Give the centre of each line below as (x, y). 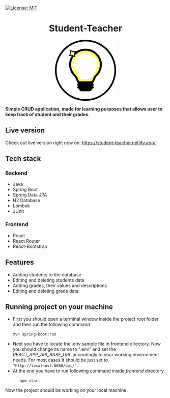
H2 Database (26, 201)
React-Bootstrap (30, 246)
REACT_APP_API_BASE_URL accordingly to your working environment (86, 355)
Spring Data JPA (30, 195)
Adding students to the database (47, 274)
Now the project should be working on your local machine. (67, 390)
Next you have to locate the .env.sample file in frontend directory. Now (87, 344)
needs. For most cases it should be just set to (60, 360)
